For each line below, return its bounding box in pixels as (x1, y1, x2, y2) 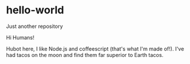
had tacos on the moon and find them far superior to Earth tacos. (6, 51, 164, 58)
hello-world (6, 3, 65, 17)
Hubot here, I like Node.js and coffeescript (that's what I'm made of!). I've (6, 45, 184, 52)
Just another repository (6, 23, 64, 30)
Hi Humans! (6, 34, 35, 41)
